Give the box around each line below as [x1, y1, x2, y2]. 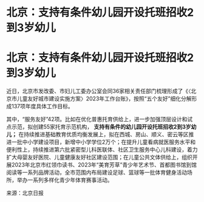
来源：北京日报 [6, 189, 44, 197]
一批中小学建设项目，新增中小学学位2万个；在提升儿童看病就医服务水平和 [11, 138, 196, 146]
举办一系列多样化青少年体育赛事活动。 [16, 176, 113, 184]
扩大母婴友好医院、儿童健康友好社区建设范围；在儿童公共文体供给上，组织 [6, 153, 192, 161]
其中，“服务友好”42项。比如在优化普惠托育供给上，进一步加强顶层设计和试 [6, 116, 193, 123]
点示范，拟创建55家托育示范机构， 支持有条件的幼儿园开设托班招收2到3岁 [6, 123, 191, 131]
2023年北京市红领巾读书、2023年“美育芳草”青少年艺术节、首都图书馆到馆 [11, 161, 197, 169]
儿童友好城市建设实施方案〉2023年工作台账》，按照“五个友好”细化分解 [16, 95, 192, 102]
